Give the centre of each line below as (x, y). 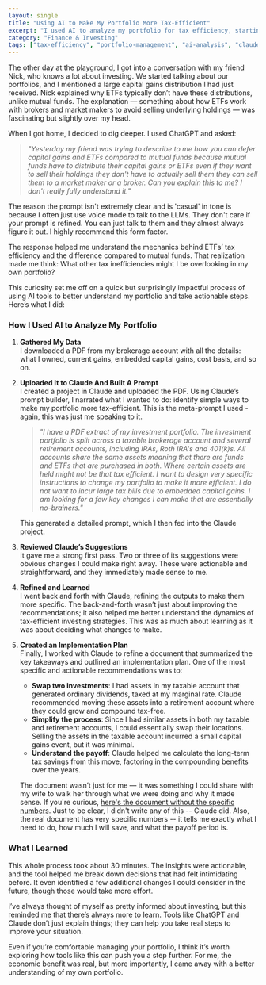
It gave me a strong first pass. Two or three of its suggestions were (129, 555)
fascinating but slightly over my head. (69, 118)
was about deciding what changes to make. (91, 630)
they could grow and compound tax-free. (99, 711)
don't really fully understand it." (79, 191)
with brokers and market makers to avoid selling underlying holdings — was (132, 110)
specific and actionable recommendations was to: (101, 670)
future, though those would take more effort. (81, 891)
